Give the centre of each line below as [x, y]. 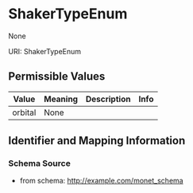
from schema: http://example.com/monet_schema [102, 181]
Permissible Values [57, 77]
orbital [24, 112]
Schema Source [40, 163]
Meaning [60, 99]
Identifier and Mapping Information [97, 141]
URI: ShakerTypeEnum [45, 51]
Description [108, 99]
